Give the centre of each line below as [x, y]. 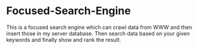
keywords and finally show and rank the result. [64, 40]
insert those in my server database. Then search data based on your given [98, 33]
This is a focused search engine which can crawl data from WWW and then [99, 27]
